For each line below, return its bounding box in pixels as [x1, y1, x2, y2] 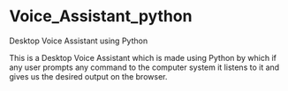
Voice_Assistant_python [9, 6, 193, 27]
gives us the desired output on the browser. [9, 71, 168, 81]
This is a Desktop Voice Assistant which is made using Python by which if [9, 52, 277, 63]
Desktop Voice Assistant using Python [9, 35, 148, 46]
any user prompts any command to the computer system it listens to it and [9, 62, 280, 72]
